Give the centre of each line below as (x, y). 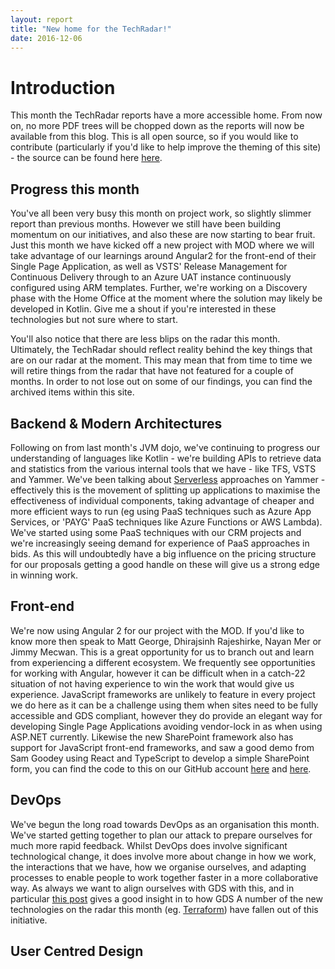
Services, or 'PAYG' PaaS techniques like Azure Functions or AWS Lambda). (166, 522)
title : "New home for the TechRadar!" (91, 29)
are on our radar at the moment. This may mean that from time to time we (161, 360)
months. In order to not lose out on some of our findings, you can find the (161, 382)
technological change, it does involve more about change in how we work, (163, 856)
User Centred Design (77, 951)
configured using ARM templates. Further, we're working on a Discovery (159, 288)
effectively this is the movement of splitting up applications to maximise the (165, 490)
